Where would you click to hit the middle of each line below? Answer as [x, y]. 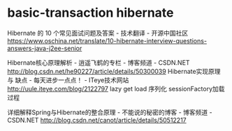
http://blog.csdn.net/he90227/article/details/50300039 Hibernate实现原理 [114, 71]
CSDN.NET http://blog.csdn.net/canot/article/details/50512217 [97, 120]
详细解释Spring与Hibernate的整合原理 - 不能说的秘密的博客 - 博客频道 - [110, 112]
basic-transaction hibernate [90, 13]
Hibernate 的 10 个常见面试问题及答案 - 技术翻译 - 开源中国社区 [98, 33]
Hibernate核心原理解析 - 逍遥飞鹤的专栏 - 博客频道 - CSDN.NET [99, 62]
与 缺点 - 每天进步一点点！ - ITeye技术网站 [68, 80]
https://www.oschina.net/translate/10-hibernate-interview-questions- [107, 40]
